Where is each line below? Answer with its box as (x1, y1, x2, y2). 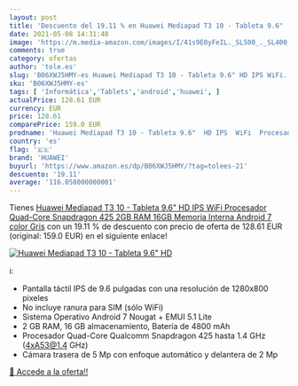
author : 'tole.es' (9, 63, 77, 72)
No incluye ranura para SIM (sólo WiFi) (21, 303, 164, 313)
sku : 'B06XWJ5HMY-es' (9, 79, 90, 88)
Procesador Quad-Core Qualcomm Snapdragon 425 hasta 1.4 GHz (21, 330, 266, 342)
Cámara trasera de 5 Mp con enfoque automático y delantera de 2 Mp (21, 350, 278, 360)
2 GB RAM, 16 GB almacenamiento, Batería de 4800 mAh (21, 321, 231, 332)
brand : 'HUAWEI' (9, 153, 69, 162)
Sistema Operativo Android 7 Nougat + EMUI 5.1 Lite (21, 311, 213, 322)
